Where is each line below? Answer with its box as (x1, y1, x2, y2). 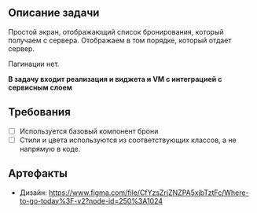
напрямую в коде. (19, 144, 81, 153)
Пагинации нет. (8, 59, 60, 68)
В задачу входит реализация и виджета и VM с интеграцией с (8, 74, 222, 83)
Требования (8, 105, 71, 119)
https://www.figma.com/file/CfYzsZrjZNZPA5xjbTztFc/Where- (48, 188, 249, 197)
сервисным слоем (8, 83, 73, 92)
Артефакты (8, 167, 68, 180)
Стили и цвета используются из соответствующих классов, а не (19, 135, 237, 145)
